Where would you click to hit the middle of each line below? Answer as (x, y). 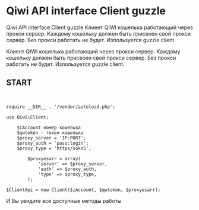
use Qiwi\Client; (28, 117)
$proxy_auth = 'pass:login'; (53, 143)
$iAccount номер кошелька (49, 128)
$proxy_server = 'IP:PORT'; (51, 138)
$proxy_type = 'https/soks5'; (54, 148)
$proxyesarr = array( (54, 158)
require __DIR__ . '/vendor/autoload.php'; (61, 107)
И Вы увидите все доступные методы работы (64, 201)
